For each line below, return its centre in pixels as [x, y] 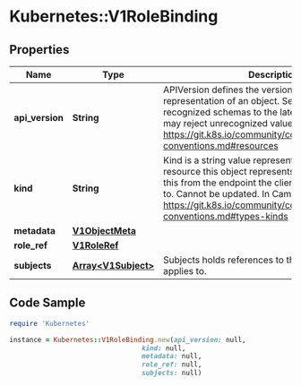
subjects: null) [172, 373]
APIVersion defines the [211, 90]
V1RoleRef [95, 245]
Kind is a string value [206, 160]
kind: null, [164, 348]
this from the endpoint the [217, 183]
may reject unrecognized [215, 123]
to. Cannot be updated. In [216, 194]
